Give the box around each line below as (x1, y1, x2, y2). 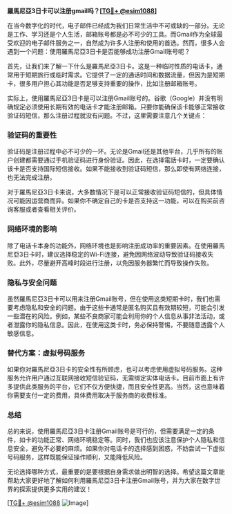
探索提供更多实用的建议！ (19, 485, 92, 493)
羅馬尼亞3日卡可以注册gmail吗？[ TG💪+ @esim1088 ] (7, 7, 157, 15)
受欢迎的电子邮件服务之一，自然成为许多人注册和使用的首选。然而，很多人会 (7, 39, 225, 47)
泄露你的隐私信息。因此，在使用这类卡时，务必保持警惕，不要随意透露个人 (12, 320, 225, 329)
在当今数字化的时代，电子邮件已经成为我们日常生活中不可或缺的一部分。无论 (7, 21, 225, 30)
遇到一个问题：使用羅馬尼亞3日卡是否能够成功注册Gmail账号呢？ (7, 48, 191, 55)
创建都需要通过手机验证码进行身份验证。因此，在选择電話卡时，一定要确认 (12, 156, 225, 165)
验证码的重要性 (7, 130, 57, 140)
